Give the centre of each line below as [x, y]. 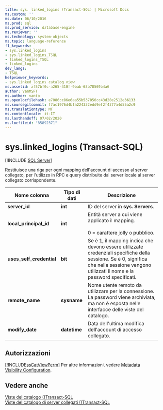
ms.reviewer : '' [21, 32]
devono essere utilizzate [115, 247]
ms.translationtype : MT [29, 109]
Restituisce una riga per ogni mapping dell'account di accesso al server [76, 170]
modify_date [22, 330]
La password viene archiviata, [122, 297]
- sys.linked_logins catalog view [40, 82]
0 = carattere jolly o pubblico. [121, 233]
